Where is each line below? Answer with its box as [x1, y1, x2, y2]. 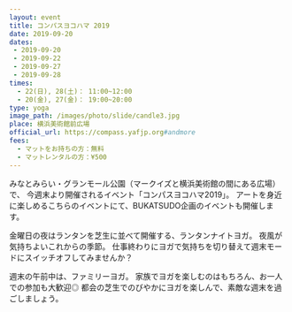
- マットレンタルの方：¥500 [17, 152, 108, 162]
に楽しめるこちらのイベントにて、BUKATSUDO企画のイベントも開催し [9, 200, 266, 210]
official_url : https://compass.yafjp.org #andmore [9, 128, 196, 137]
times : [9, 79, 34, 88]
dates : [9, 37, 34, 47]
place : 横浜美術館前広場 [9, 120, 90, 129]
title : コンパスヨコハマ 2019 [9, 21, 111, 30]
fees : [9, 136, 29, 145]
